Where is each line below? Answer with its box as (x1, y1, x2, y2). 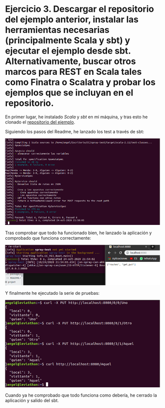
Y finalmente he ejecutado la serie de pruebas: (5, 290, 100, 296)
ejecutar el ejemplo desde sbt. (5, 45, 131, 57)
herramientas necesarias (5, 25, 110, 35)
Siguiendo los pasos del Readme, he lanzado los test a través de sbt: (5, 128, 144, 134)
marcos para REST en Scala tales (5, 66, 142, 77)
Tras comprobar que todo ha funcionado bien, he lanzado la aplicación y (5, 230, 152, 236)
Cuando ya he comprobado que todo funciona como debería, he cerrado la (5, 392, 157, 398)
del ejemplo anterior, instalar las (5, 14, 139, 25)
